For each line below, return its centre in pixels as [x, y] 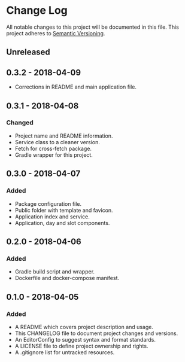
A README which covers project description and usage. [84, 327]
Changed [20, 123]
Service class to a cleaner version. [57, 142]
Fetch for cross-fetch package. [53, 148]
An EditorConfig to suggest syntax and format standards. [85, 339]
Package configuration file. [48, 203]
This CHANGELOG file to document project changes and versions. [96, 333]
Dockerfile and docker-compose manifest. [67, 278]
